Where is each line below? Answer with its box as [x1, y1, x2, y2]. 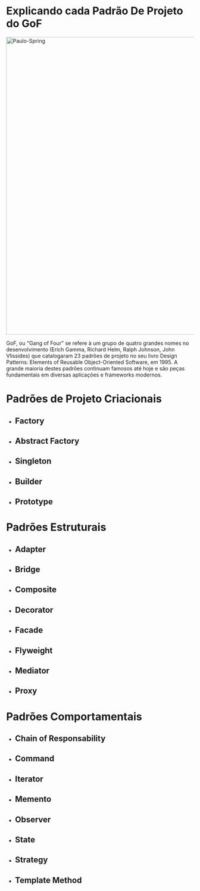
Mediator [14, 666, 49, 675]
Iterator [14, 774, 43, 784]
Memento [14, 794, 52, 805]
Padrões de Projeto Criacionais [6, 392, 162, 406]
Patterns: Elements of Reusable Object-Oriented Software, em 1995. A [6, 359, 178, 366]
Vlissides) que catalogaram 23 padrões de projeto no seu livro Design [6, 352, 177, 359]
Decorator [14, 605, 54, 615]
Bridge [14, 565, 40, 575]
